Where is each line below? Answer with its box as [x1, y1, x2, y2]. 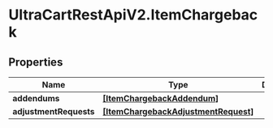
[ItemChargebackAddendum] [102, 93, 219, 104]
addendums [12, 93, 60, 104]
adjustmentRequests [12, 106, 95, 117]
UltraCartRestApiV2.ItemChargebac [8, 6, 258, 24]
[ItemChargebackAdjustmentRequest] [102, 106, 254, 117]
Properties [8, 55, 63, 69]
